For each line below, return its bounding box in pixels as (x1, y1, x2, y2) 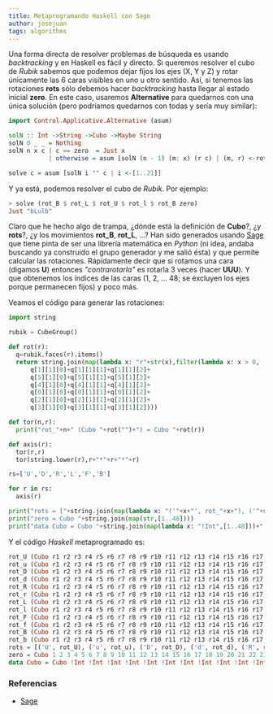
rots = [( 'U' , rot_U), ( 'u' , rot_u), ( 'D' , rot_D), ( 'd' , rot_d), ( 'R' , (8, 643, 260, 651)
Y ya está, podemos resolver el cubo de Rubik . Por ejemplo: (8, 184, 209, 194)
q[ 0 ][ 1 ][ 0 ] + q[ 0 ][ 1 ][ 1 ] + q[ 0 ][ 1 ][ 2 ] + (29, 388, 151, 397)
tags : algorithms (8, 27, 67, 35)
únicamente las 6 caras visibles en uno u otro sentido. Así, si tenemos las (8, 75, 253, 85)
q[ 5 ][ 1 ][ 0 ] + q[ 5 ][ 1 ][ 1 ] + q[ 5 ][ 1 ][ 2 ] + (29, 373, 151, 381)
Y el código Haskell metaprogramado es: (8, 537, 145, 546)
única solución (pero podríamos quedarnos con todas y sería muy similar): (8, 101, 258, 111)
